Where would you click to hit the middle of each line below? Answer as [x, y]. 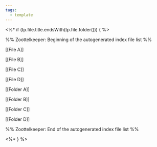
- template [21, 15]
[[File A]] [15, 49]
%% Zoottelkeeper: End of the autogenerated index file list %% [72, 129]
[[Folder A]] [17, 89]
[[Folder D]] [17, 119]
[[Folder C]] [18, 109]
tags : [11, 10]
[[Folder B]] [17, 99]
